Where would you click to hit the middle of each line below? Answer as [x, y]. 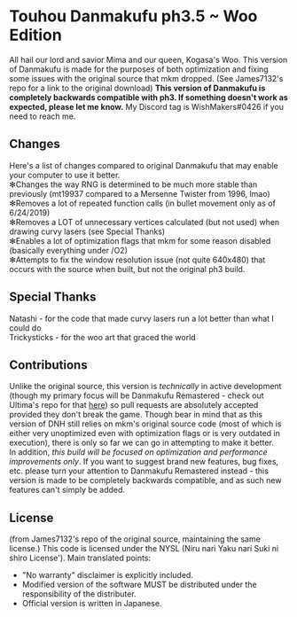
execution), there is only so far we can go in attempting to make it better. [142, 443]
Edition [35, 35]
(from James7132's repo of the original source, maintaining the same [135, 539]
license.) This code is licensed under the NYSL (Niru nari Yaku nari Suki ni [144, 549]
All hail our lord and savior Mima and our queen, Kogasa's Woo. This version [148, 59]
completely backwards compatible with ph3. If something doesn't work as [148, 97]
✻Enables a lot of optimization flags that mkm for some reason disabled [140, 240]
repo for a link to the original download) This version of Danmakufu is [137, 88]
